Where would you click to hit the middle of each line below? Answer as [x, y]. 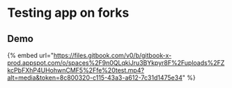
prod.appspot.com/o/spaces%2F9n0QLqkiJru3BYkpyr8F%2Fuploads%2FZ [116, 63]
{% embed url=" [31, 55]
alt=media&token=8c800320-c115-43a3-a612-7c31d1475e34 [95, 78]
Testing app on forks [68, 13]
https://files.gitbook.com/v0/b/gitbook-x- [113, 55]
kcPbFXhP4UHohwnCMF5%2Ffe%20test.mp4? [76, 70]
